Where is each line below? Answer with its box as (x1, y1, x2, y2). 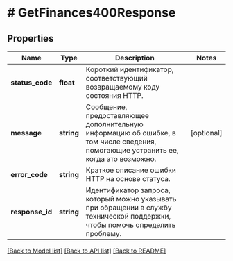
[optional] (190, 128, 223, 137)
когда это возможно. (85, 154, 157, 164)
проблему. (85, 229, 122, 238)
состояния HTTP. (85, 91, 144, 100)
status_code (10, 78, 53, 87)
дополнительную (85, 119, 144, 129)
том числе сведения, (85, 137, 157, 146)
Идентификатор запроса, (85, 185, 171, 195)
